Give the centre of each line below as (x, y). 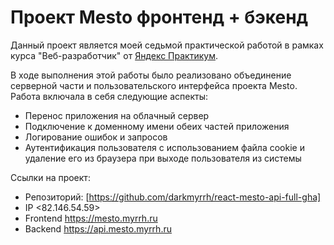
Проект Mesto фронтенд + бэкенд (159, 17)
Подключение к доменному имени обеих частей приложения (157, 126)
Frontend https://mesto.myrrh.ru (91, 218)
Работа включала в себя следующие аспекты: (109, 96)
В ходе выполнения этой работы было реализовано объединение (151, 75)
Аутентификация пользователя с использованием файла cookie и (164, 147)
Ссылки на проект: (50, 177)
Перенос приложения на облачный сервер (117, 115)
